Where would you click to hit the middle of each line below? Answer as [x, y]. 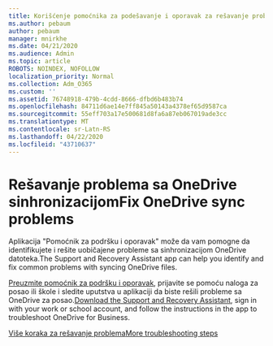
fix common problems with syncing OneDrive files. [93, 267]
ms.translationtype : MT [49, 122]
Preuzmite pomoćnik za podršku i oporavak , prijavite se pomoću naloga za [133, 283]
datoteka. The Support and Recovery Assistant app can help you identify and [136, 259]
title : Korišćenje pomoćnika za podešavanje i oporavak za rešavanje [129, 16]
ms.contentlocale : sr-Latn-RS [60, 129]
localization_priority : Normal [61, 76]
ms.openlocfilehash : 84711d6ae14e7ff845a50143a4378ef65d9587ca [118, 106]
